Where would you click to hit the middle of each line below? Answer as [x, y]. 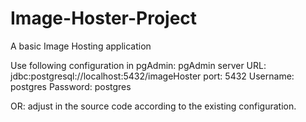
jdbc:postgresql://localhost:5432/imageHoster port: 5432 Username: [152, 76]
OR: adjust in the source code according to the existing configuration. [153, 106]
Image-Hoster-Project [104, 18]
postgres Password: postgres [71, 86]
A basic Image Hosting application [81, 46]
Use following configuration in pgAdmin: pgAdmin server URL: [138, 65]
